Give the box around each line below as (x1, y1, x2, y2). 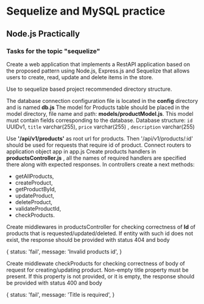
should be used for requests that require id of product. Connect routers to (6, 141, 192, 149)
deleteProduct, (15, 198, 53, 205)
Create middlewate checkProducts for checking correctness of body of (6, 260, 186, 267)
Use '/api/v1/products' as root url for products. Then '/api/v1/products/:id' (6, 135, 194, 142)
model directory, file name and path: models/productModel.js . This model (6, 110, 194, 117)
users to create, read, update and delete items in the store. (6, 73, 153, 80)
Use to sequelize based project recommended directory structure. (6, 85, 172, 93)
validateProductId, (15, 205, 62, 212)
